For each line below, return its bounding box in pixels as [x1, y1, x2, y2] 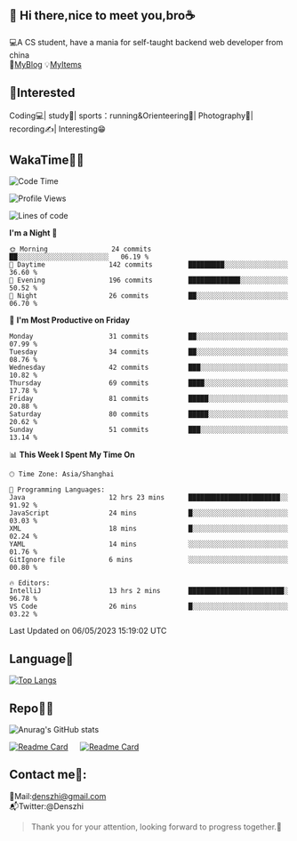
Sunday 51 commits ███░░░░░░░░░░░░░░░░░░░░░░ [9, 426, 289, 435]
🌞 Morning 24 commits [9, 244, 152, 254]
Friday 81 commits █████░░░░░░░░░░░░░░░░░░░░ [9, 395, 289, 404]
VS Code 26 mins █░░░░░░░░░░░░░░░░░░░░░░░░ [9, 602, 289, 612]
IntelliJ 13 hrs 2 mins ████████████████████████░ [9, 587, 289, 596]
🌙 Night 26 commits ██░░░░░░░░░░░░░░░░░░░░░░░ [9, 292, 289, 300]
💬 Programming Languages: [9, 485, 105, 494]
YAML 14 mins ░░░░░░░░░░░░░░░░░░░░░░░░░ [9, 540, 289, 549]
